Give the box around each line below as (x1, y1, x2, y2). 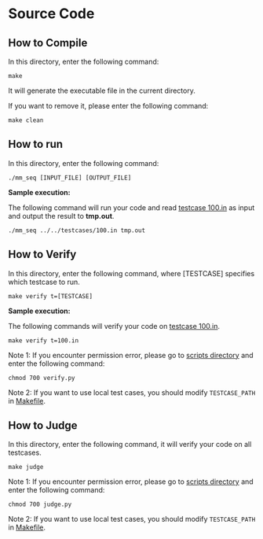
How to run (8, 138, 64, 151)
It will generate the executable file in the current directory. (8, 86, 196, 95)
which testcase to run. (8, 277, 80, 286)
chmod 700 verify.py (8, 374, 76, 382)
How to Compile (8, 36, 88, 50)
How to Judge (8, 419, 78, 433)
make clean (8, 116, 44, 124)
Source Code (8, 5, 95, 23)
